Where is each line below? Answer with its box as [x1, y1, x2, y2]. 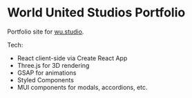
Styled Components [17, 75, 75, 84]
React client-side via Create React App [17, 53, 128, 62]
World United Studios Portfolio [7, 5, 186, 21]
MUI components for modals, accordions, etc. [17, 83, 148, 91]
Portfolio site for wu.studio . [7, 27, 84, 36]
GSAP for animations [17, 69, 77, 77]
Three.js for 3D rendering [17, 61, 90, 69]
